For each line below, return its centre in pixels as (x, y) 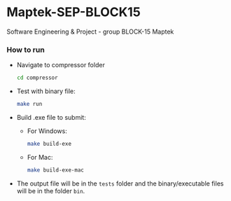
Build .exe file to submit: (51, 117)
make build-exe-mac (56, 170)
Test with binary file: (46, 91)
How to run (26, 50)
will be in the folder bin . (51, 190)
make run (29, 104)
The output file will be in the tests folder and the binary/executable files (120, 183)
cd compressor (37, 78)
